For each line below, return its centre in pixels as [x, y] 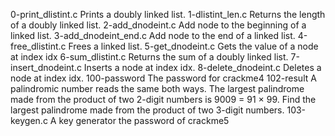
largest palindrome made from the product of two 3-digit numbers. [147, 110]
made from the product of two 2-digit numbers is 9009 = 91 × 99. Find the [163, 99]
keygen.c [29, 120]
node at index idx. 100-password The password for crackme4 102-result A [163, 78]
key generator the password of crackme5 [144, 120]
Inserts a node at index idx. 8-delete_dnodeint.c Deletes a [202, 67]
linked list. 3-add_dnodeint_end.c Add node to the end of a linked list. [153, 35]
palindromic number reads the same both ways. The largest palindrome [157, 88]
